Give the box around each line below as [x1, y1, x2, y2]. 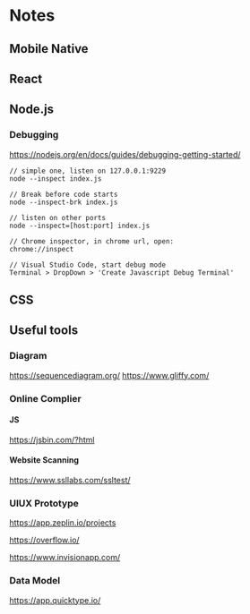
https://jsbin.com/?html [9, 434, 95, 445]
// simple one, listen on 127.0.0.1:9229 [9, 166, 167, 175]
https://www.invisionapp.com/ [9, 552, 121, 563]
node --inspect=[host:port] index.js [9, 221, 151, 230]
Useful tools [9, 323, 79, 338]
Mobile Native [9, 41, 89, 56]
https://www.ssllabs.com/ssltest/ [9, 475, 132, 486]
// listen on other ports [9, 213, 106, 222]
